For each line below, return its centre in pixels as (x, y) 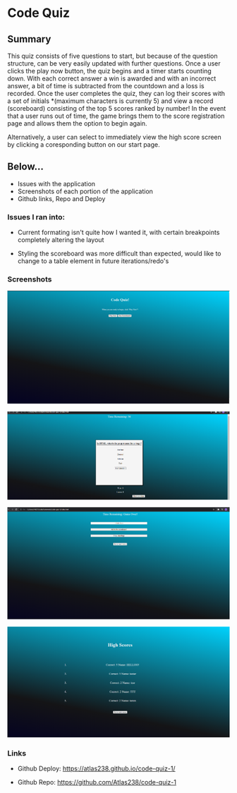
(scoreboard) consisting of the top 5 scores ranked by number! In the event (117, 108)
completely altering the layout (61, 240)
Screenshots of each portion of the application (85, 191)
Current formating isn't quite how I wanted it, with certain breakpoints (119, 232)
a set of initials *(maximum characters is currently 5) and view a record (110, 101)
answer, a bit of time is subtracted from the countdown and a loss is (106, 86)
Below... (26, 167)
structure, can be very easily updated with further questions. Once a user (114, 63)
